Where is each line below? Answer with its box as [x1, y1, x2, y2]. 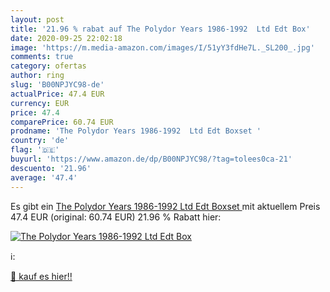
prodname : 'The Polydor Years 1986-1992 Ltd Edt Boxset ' [10, 126, 262, 136]
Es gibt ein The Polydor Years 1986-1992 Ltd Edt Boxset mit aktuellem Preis [10, 200, 321, 212]
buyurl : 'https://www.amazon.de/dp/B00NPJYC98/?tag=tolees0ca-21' [10, 154, 293, 164]
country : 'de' [10, 136, 70, 146]
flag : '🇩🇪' [10, 145, 60, 155]
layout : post [10, 14, 65, 25]
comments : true [10, 52, 74, 62]
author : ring [10, 71, 65, 81]
